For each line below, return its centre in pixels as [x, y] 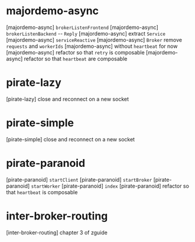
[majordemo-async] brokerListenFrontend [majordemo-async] [82, 27]
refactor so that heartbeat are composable [76, 59]
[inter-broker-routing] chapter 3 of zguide [57, 233]
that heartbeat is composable [42, 192]
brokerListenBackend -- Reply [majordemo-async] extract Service [86, 33]
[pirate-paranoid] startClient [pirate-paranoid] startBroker [79, 179]
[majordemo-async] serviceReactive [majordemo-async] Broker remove [94, 40]
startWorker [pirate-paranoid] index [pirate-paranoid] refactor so [110, 186]
